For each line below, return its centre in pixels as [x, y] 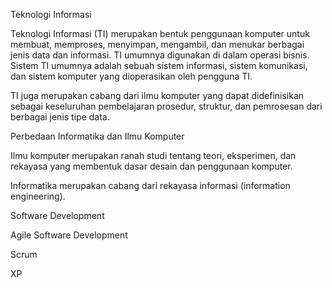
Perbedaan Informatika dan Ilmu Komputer [97, 136]
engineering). [38, 196]
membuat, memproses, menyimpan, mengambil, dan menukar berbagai [157, 44]
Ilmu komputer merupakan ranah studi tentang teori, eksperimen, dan [153, 155]
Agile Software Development [69, 235]
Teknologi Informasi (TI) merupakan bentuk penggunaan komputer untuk [160, 33]
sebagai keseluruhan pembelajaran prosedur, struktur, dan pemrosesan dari [166, 106]
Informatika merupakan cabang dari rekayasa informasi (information [150, 185]
